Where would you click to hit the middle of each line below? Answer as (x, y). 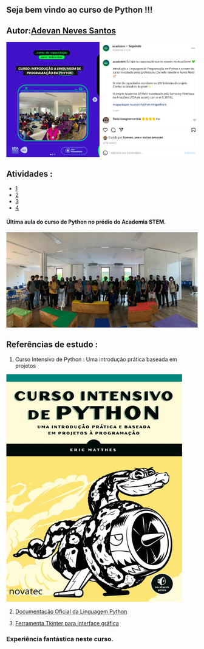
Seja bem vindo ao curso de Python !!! (80, 10)
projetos (25, 366)
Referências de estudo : (52, 345)
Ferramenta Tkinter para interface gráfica (67, 623)
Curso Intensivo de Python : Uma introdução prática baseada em (96, 359)
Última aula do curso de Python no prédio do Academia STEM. (86, 222)
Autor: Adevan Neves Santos (61, 31)
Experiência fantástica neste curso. (60, 639)
